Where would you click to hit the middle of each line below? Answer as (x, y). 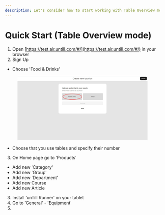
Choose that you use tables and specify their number (66, 148)
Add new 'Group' (29, 173)
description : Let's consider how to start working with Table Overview (80, 10)
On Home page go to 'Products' (44, 158)
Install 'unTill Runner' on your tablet (48, 198)
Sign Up (20, 60)
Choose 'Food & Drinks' (36, 69)
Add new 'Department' (35, 178)
